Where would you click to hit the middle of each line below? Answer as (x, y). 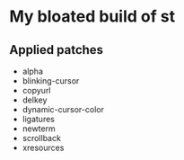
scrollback (41, 138)
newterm (39, 129)
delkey (35, 100)
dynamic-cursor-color (63, 109)
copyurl (36, 90)
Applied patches (57, 50)
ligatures (39, 119)
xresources (43, 147)
